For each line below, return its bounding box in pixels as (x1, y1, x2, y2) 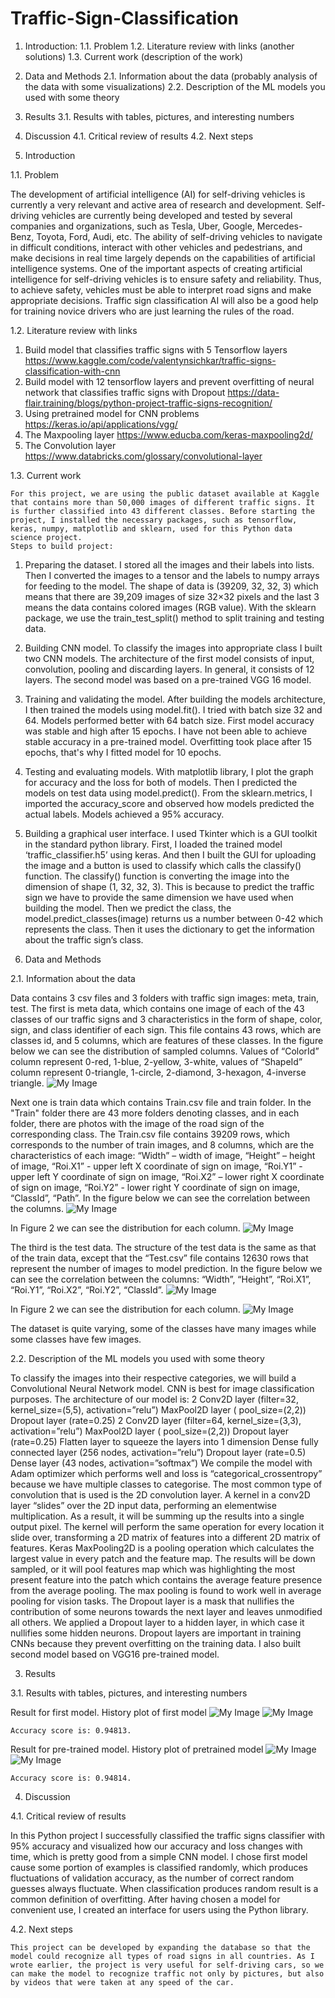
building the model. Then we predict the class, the (24, 902, 232, 914)
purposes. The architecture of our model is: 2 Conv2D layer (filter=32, (10, 1393, 299, 1405)
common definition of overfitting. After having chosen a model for (10, 1893, 281, 1905)
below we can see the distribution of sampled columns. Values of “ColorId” (10, 1045, 320, 1057)
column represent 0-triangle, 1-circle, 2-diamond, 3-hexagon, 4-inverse (10, 1066, 307, 1078)
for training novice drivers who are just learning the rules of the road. (10, 305, 295, 317)
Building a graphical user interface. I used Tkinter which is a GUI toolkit (24, 827, 318, 839)
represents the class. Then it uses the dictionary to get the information (24, 923, 315, 935)
